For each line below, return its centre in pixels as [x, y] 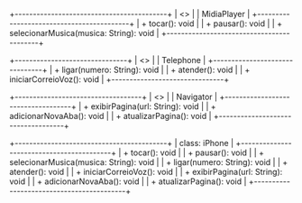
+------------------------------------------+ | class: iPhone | [122, 143]
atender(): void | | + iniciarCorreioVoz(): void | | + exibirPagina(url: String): [146, 172]
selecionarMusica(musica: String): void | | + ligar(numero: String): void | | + [149, 162]
